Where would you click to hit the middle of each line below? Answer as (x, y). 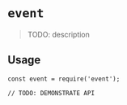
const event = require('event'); (64, 79)
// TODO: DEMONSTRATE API (51, 93)
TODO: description (59, 34)
